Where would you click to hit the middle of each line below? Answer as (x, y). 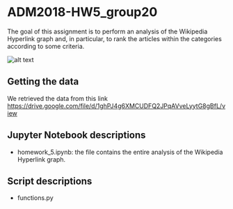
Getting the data (43, 82)
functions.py (35, 198)
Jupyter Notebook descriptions (77, 136)
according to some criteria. (46, 46)
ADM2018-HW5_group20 (82, 12)
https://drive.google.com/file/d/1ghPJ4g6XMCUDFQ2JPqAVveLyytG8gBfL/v (116, 106)
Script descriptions (50, 181)
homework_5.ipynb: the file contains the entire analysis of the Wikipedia (120, 152)
